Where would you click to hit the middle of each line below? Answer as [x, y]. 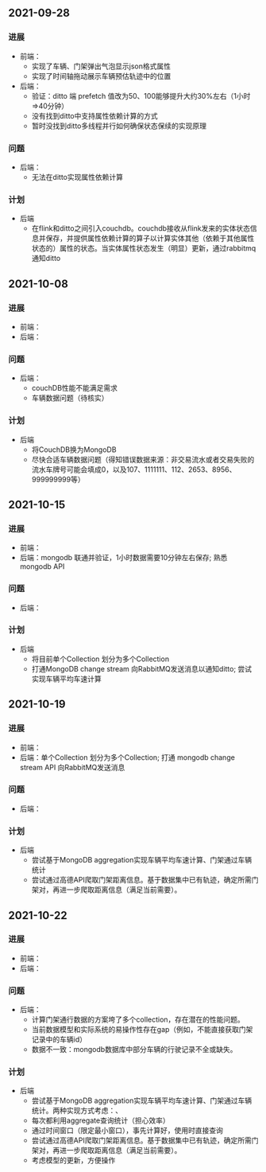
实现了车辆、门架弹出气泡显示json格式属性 [101, 66]
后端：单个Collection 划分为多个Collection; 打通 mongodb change [127, 757]
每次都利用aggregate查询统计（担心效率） [100, 1120]
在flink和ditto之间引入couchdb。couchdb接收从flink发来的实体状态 [141, 228]
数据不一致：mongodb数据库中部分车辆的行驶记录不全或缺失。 [134, 1049]
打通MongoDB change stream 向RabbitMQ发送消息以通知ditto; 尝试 [142, 668]
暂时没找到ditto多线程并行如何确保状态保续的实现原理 [119, 126]
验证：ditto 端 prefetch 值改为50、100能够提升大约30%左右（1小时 [141, 95]
